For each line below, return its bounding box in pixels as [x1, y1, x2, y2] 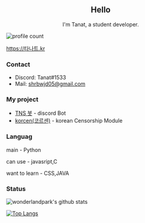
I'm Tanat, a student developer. [62, 20, 139, 28]
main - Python [6, 146, 41, 153]
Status [6, 185, 26, 193]
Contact [6, 60, 31, 69]
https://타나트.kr [6, 44, 46, 52]
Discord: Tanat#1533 [14, 74, 67, 81]
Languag [6, 132, 33, 141]
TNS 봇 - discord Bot [14, 109, 66, 117]
